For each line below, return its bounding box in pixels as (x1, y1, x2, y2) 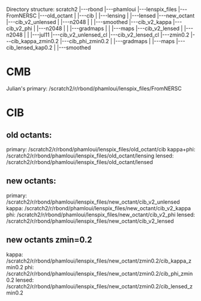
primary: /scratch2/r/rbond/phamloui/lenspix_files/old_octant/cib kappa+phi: (6, 145, 196, 153)
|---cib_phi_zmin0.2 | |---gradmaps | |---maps (59, 38, 175, 44)
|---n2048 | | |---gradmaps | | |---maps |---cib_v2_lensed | (37, 25, 183, 32)
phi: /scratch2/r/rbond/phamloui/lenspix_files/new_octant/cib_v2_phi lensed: (6, 211, 195, 218)
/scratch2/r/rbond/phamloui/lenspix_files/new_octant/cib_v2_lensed (6, 217, 174, 225)
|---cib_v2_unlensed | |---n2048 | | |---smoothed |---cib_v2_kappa (6, 19, 172, 25)
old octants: (6, 130, 52, 140)
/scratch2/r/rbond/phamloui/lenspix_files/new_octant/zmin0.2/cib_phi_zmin (6, 270, 193, 277)
